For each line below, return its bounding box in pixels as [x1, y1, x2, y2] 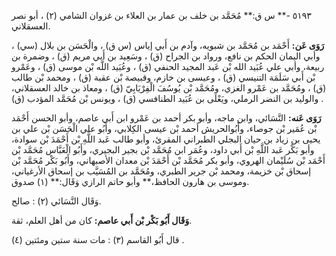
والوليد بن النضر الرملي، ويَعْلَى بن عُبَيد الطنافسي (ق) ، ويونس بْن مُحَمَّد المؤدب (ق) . [11, 93, 324, 104]
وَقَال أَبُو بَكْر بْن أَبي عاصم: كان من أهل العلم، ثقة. [11, 215, 193, 226]
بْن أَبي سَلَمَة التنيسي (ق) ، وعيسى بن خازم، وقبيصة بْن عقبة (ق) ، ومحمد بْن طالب [11, 71, 316, 83]
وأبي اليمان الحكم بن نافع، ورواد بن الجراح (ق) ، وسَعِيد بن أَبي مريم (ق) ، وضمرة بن [11, 50, 321, 62]
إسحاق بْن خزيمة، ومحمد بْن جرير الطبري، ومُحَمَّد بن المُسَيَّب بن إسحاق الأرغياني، [11, 165, 312, 177]
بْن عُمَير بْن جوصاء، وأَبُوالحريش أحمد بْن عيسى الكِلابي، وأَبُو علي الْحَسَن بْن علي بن [11, 123, 318, 134]
